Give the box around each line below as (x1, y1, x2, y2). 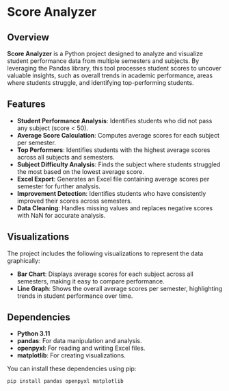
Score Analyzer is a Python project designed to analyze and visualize (7, 49, 204, 58)
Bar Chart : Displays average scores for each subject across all (16, 270, 193, 278)
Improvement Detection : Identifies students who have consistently (16, 189, 206, 197)
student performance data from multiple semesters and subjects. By (7, 57, 200, 65)
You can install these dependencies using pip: (7, 364, 137, 373)
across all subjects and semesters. (16, 153, 115, 161)
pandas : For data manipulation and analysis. (16, 337, 142, 345)
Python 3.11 (16, 329, 51, 338)
